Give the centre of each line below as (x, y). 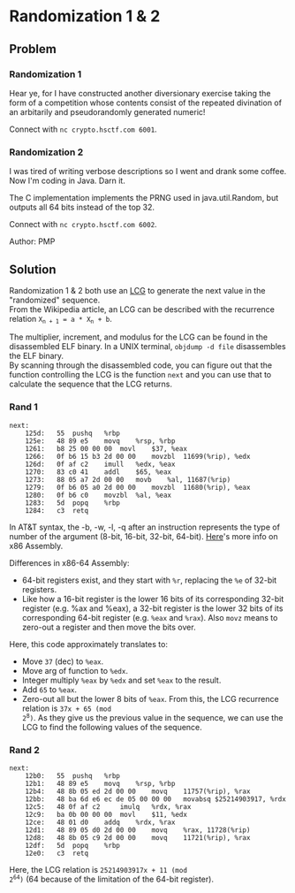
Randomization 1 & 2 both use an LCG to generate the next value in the (137, 290)
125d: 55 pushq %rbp (73, 433)
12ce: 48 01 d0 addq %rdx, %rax (100, 822)
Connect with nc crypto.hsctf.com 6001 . (83, 129)
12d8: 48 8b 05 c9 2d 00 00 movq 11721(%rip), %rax (138, 837)
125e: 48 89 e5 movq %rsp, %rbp (100, 441)
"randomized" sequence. (55, 300)
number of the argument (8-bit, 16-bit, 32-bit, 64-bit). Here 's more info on (144, 536)
